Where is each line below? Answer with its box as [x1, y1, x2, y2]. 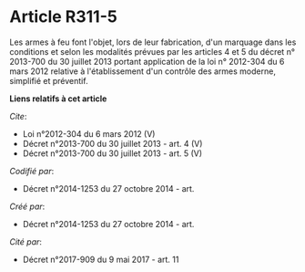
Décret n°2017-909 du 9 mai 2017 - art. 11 [22, 254, 179, 265]
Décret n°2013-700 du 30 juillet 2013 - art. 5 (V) [22, 148, 203, 159]
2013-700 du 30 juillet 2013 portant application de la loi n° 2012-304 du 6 [9, 56, 285, 67]
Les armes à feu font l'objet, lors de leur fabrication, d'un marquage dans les [9, 37, 297, 47]
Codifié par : [9, 165, 55, 176]
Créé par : [9, 201, 46, 212]
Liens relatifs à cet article [9, 93, 107, 104]
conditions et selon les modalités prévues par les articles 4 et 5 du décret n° [9, 46, 296, 57]
